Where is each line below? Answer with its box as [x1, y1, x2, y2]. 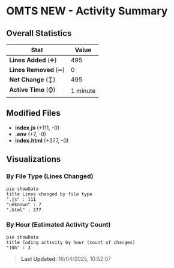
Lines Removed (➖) [9, 66, 65, 74]
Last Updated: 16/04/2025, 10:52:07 [20, 255, 111, 262]
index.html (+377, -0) [14, 137, 69, 144]
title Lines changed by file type [6, 191, 93, 197]
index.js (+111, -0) [14, 124, 60, 131]
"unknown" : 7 [6, 201, 42, 207]
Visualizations [6, 154, 61, 164]
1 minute [70, 86, 96, 95]
